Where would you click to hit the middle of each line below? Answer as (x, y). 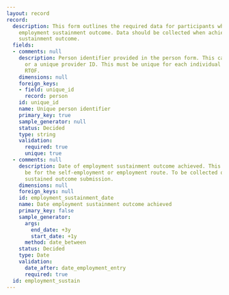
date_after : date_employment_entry (75, 268)
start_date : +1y (54, 236)
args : (32, 223)
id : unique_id (39, 103)
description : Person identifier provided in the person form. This (117, 58)
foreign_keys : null (46, 192)
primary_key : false (46, 211)
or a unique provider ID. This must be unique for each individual (123, 64)
